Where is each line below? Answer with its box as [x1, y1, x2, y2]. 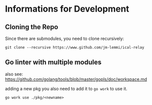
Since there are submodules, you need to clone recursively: [5, 35, 124, 41]
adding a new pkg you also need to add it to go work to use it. [5, 86, 128, 91]
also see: [5, 71, 23, 77]
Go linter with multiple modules [5, 58, 102, 67]
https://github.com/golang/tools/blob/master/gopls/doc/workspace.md [5, 76, 147, 82]
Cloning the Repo [5, 23, 58, 31]
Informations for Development [5, 3, 130, 15]
